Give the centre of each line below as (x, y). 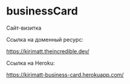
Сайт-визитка (24, 28)
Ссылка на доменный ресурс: (45, 39)
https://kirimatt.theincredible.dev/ (48, 51)
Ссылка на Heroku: (31, 63)
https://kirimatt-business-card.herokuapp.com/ (65, 74)
